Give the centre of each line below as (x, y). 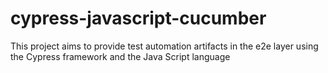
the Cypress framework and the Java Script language (120, 56)
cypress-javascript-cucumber (138, 18)
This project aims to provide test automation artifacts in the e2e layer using (164, 46)
